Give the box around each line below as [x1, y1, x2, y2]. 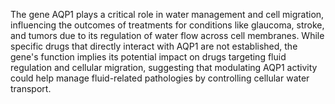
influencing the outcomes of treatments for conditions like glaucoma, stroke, [10, 19, 325, 31]
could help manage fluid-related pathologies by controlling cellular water [10, 72, 310, 84]
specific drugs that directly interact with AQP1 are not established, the [10, 40, 298, 52]
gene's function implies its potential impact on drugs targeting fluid [10, 51, 287, 63]
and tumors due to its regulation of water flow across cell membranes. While [10, 30, 325, 41]
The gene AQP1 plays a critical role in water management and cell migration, [10, 9, 325, 20]
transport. [10, 83, 52, 94]
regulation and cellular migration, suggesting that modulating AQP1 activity [10, 62, 318, 73]
